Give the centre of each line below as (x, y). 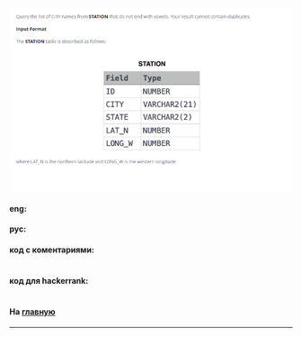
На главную (32, 312)
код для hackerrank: (49, 281)
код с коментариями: (52, 250)
